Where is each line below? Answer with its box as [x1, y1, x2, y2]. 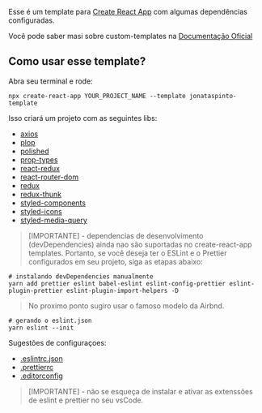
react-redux [19, 163, 61, 173]
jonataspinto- [188, 92, 237, 100]
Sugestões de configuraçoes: [8, 338, 107, 347]
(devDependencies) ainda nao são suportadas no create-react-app [27, 239, 252, 249]
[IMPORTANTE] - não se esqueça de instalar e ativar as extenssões [27, 386, 253, 396]
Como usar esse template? [8, 54, 146, 68]
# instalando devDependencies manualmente [8, 272, 154, 281]
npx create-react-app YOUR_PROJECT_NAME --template [8, 92, 186, 100]
